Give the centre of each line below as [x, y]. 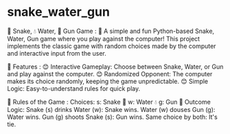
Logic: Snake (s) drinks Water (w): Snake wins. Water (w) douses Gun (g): [111, 109]
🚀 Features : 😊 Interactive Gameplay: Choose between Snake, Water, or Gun [115, 67]
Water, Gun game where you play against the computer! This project [104, 38]
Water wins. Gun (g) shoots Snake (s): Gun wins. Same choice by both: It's [112, 117]
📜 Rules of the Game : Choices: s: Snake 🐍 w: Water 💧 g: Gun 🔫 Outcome [109, 102]
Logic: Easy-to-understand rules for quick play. [74, 88]
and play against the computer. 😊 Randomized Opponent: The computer [110, 74]
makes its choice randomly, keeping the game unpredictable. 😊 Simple [108, 81]
